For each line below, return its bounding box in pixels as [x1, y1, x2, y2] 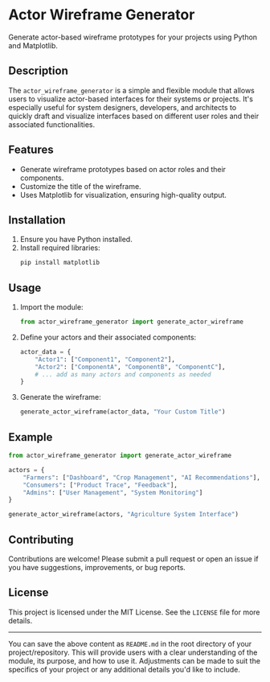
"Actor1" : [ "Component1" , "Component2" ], [35, 355, 175, 364]
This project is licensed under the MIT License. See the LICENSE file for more [8, 607, 260, 617]
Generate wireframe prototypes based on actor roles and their [19, 164, 227, 174]
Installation [8, 213, 66, 227]
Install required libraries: [19, 243, 100, 253]
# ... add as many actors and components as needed [35, 370, 211, 379]
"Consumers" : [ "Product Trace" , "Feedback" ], [22, 481, 178, 489]
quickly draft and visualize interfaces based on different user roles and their [8, 111, 260, 121]
